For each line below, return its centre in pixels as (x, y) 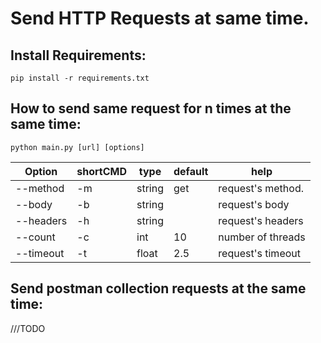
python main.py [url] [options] (77, 147)
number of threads (262, 237)
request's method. (261, 188)
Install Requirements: (78, 55)
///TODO (28, 328)
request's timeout (259, 253)
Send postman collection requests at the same (158, 288)
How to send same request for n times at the (151, 108)
